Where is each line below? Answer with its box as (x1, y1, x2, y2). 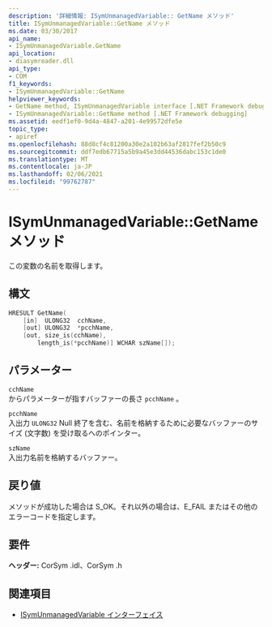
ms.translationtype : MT (8, 155, 89, 163)
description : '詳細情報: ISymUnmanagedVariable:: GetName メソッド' (8, 11, 235, 20)
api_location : (8, 49, 57, 58)
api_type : (8, 65, 42, 73)
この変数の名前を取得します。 (8, 260, 108, 270)
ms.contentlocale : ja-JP (8, 163, 92, 171)
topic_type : (8, 125, 49, 133)
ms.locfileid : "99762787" (8, 178, 96, 187)
